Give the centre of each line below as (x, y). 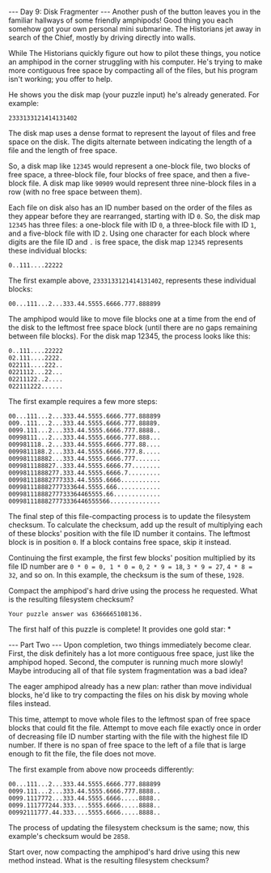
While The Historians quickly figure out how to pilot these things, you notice (135, 53)
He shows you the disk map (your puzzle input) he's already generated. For (134, 95)
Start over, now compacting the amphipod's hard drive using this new (124, 852)
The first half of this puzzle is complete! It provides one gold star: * (120, 629)
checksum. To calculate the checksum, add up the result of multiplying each (135, 525)
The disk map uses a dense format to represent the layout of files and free (132, 133)
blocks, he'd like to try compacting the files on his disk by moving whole (129, 695)
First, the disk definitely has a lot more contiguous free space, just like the (131, 654)
